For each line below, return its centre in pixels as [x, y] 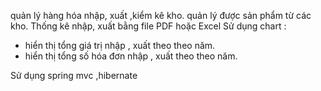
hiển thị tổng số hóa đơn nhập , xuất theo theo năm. [131, 56]
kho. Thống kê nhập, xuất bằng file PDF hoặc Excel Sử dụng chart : [148, 26]
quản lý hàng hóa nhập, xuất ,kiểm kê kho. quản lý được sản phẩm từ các [161, 15]
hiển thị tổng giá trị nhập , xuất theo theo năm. [120, 45]
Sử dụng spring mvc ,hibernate [74, 75]
